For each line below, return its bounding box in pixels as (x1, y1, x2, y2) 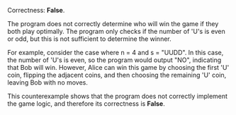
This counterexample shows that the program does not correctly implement (7, 92, 228, 100)
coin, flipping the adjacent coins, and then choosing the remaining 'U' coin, (7, 71, 227, 79)
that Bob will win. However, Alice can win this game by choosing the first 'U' (7, 63, 230, 71)
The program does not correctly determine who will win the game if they (7, 20, 219, 28)
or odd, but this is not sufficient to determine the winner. (7, 35, 172, 43)
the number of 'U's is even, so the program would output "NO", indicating (7, 56, 222, 64)
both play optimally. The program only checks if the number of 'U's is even (7, 28, 225, 35)
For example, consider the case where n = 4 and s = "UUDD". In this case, (7, 49, 224, 56)
